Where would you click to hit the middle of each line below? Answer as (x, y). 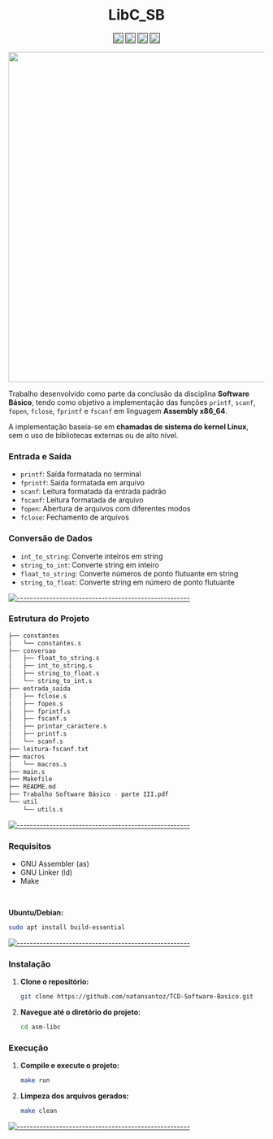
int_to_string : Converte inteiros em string (91, 556)
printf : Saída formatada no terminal (80, 474)
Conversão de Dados (51, 538)
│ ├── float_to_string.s (54, 659)
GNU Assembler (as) (54, 864)
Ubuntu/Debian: (36, 913)
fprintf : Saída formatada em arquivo (82, 483)
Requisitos (30, 846)
